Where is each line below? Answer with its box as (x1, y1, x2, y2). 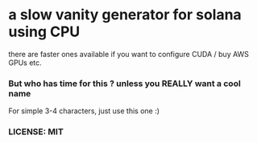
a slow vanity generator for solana (8, 6, 242, 24)
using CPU (8, 22, 81, 41)
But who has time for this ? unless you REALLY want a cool (8, 78, 242, 89)
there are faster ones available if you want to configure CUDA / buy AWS (8, 49, 250, 59)
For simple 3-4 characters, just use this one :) (8, 106, 160, 116)
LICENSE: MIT (8, 126, 64, 137)
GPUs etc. (8, 58, 42, 67)
